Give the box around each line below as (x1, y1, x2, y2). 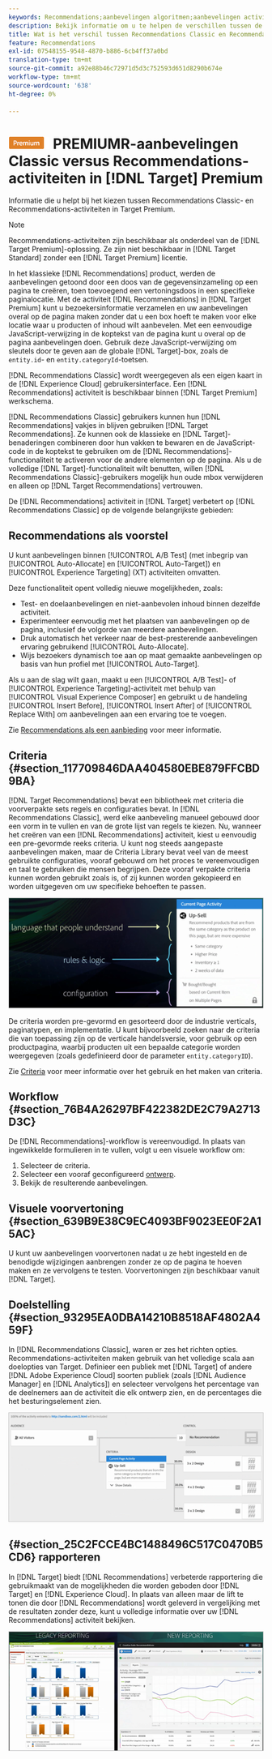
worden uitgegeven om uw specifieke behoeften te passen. (8, 881, 206, 891)
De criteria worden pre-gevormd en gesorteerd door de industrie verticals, (8, 1016, 257, 1025)
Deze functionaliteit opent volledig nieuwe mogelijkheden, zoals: (8, 584, 223, 593)
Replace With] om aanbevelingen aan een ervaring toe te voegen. (8, 709, 227, 719)
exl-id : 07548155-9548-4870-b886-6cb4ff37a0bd (8, 47, 168, 56)
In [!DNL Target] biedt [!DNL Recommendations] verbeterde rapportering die (8, 1572, 263, 1581)
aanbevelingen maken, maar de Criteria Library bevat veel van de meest (8, 847, 249, 857)
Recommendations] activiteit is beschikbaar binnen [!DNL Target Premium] (8, 387, 257, 397)
